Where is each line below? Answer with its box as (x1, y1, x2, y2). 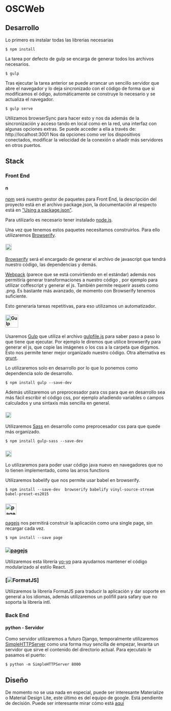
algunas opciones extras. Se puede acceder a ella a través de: (5, 126, 136, 132)
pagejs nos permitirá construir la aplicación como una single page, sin (5, 520, 153, 526)
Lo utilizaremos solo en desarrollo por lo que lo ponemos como (5, 364, 138, 371)
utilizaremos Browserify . (5, 232, 56, 238)
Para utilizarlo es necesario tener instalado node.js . (5, 216, 113, 223)
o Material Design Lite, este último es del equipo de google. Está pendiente (5, 695, 163, 701)
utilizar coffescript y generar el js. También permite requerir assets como (5, 282, 159, 288)
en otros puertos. (5, 142, 42, 148)
